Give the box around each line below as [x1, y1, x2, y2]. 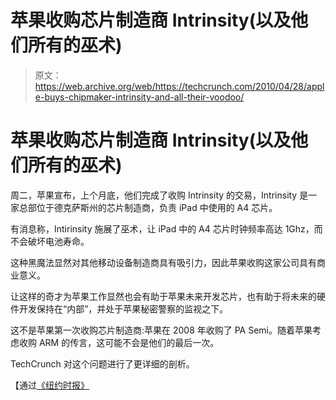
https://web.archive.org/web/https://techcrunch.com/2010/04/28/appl [34, 80, 325, 92]
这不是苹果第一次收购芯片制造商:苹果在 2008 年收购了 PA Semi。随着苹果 [10, 324, 313, 336]
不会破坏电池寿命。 [10, 235, 90, 247]
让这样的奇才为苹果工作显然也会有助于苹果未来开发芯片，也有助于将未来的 [10, 290, 317, 302]
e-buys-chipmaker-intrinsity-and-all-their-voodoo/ [34, 91, 245, 103]
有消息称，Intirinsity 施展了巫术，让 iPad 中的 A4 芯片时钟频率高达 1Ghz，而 [10, 222, 323, 235]
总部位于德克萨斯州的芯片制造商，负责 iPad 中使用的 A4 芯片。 [18, 201, 278, 213]
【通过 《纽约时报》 [10, 379, 90, 391]
